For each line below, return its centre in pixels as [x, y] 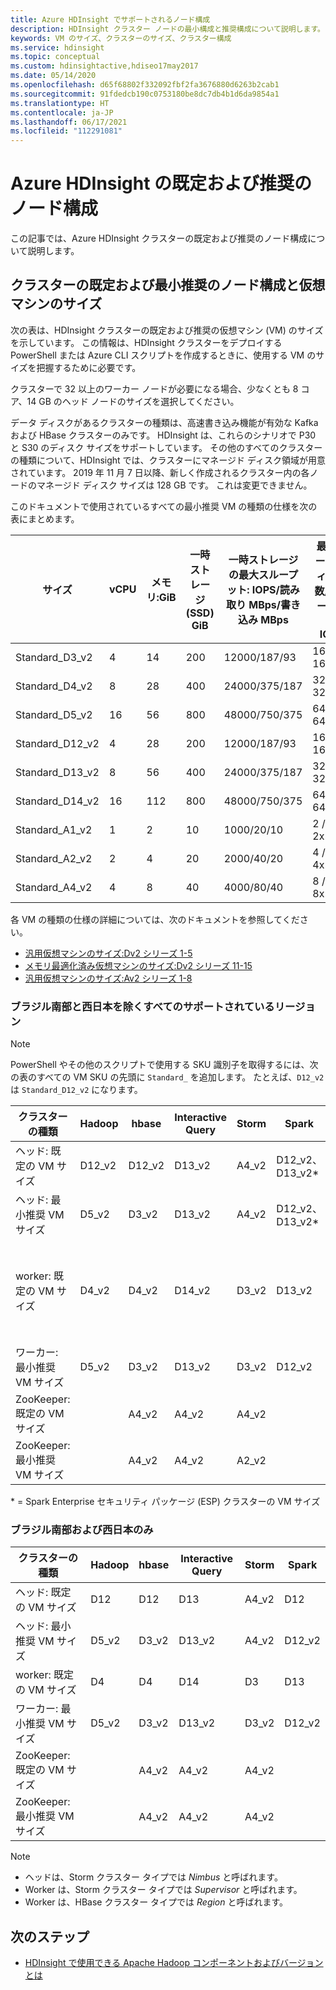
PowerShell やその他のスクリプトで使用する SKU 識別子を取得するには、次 [164, 1065]
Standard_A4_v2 [54, 887]
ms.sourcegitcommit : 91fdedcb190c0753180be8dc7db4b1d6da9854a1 [145, 94]
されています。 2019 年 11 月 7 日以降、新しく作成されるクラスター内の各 [160, 472]
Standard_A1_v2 [54, 829]
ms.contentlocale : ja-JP [62, 112]
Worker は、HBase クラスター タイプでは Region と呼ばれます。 [156, 1902]
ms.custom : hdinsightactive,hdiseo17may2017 [104, 66]
